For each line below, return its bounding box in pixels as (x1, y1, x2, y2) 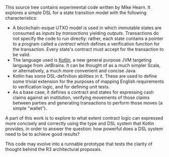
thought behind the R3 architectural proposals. (5, 146, 102, 152)
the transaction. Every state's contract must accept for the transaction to (12, 46, 164, 52)
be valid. (12, 51, 31, 58)
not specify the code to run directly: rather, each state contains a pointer (12, 35, 163, 41)
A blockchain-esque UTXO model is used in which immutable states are (12, 25, 162, 31)
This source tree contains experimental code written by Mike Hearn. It (5, 5, 150, 10)
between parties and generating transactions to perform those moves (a (12, 100, 163, 106)
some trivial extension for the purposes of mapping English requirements (12, 78, 164, 84)
